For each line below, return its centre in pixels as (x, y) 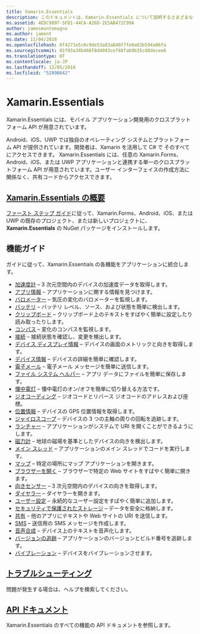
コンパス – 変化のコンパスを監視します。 (64, 329)
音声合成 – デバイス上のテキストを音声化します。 (75, 530)
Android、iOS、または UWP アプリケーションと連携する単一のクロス (90, 162)
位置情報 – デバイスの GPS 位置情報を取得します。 (76, 411)
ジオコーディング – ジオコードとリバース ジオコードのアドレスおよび (99, 396)
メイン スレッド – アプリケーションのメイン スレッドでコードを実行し (100, 448)
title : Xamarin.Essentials (40, 12)
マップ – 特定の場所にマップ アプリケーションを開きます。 (86, 463)
